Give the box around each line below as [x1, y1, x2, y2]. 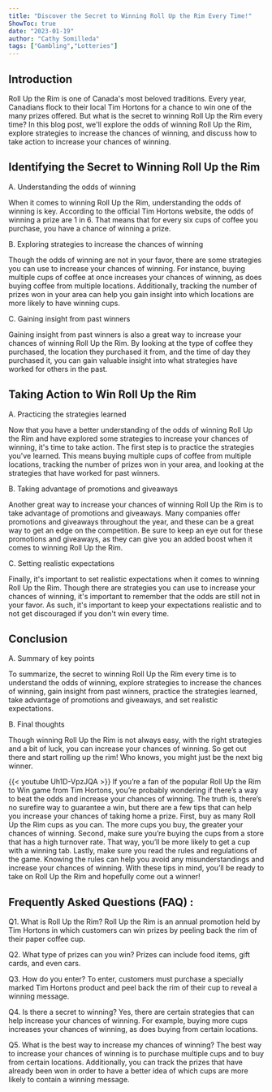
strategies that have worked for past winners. [8, 468, 161, 477]
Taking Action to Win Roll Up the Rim [8, 387, 196, 402]
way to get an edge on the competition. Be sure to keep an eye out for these [8, 525, 263, 535]
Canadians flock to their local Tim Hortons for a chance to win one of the [8, 102, 252, 112]
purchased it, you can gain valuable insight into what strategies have [8, 355, 238, 365]
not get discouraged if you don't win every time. [8, 608, 169, 618]
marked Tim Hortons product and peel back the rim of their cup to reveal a [8, 983, 257, 993]
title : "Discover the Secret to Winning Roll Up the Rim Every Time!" [8, 11, 253, 20]
